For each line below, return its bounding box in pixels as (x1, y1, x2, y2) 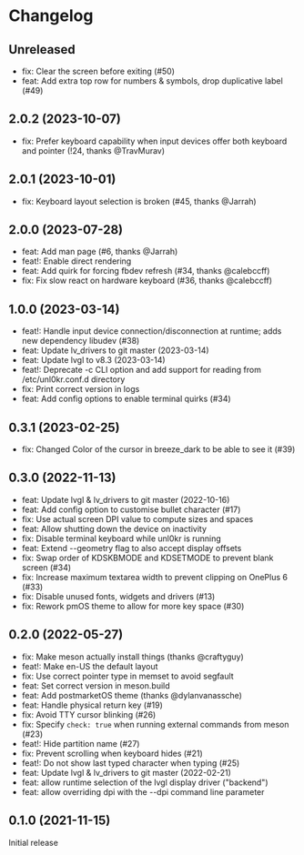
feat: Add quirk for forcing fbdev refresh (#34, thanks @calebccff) (21, 266, 270, 277)
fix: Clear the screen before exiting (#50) (21, 65, 175, 76)
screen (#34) (21, 561, 72, 573)
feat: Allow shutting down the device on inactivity (21, 523, 207, 534)
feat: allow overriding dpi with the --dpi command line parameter (21, 786, 265, 797)
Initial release (8, 837, 58, 848)
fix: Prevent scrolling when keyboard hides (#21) (21, 748, 204, 759)
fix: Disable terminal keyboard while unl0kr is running (21, 533, 222, 544)
